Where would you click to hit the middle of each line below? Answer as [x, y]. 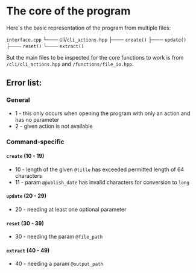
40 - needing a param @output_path [59, 264]
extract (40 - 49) [28, 250]
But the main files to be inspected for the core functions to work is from [95, 57]
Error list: [24, 83]
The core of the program [68, 11]
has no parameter [37, 119]
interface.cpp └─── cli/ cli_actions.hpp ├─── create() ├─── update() [96, 39]
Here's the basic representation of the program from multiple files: [89, 28]
